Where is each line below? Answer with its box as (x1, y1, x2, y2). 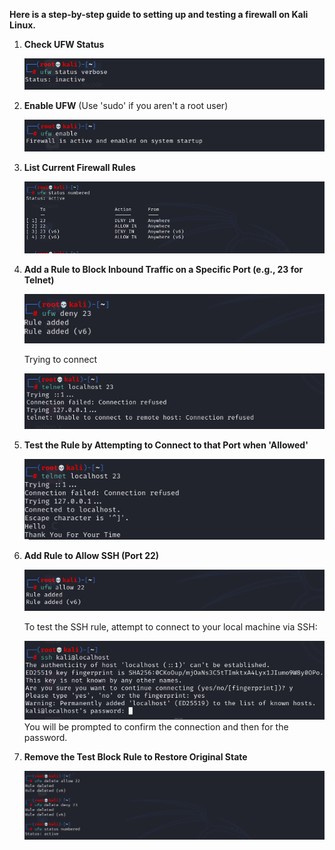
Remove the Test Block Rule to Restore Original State (23, 751, 248, 763)
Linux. (9, 19, 36, 31)
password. (23, 732, 68, 744)
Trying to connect (23, 354, 98, 366)
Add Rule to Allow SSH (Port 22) (23, 549, 160, 561)
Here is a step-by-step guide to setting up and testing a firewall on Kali (9, 9, 309, 20)
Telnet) (23, 274, 55, 286)
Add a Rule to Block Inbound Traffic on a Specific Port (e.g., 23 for (23, 264, 304, 276)
